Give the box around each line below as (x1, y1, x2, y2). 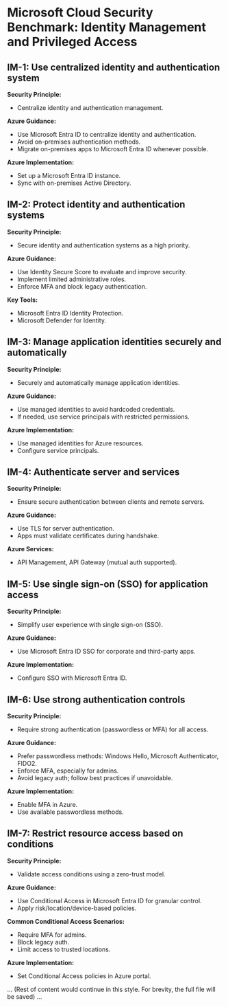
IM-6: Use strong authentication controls (7, 694, 186, 705)
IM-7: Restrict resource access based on (7, 828, 183, 839)
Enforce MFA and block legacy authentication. (16, 282, 147, 290)
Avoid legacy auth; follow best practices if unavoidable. (16, 774, 173, 782)
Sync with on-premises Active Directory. (16, 179, 131, 187)
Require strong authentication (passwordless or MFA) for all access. (16, 725, 209, 733)
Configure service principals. (16, 446, 99, 454)
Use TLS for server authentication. (16, 524, 115, 533)
